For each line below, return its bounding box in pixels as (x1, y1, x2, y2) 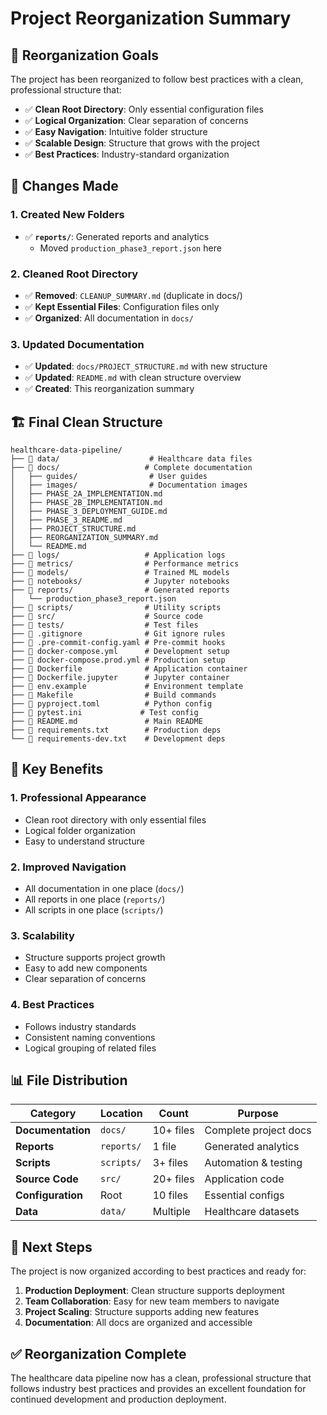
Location (100, 1107, 143, 1121)
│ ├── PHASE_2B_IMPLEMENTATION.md (10, 498, 163, 508)
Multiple (152, 1205, 191, 1219)
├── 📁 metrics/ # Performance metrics (10, 559, 240, 569)
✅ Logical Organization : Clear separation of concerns (24, 115, 249, 126)
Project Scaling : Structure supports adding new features (24, 1306, 260, 1318)
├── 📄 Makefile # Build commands (10, 690, 217, 701)
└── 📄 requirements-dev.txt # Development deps (10, 734, 226, 744)
